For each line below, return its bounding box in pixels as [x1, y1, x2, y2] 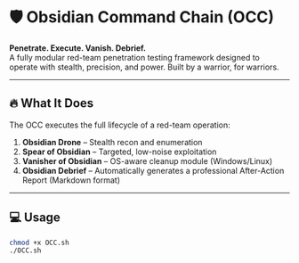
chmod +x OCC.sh [9, 238, 69, 247]
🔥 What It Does [9, 95, 94, 111]
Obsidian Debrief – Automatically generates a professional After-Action [21, 165, 285, 176]
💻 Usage [9, 210, 61, 226]
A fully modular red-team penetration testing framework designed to [9, 52, 260, 62]
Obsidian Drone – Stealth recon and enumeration [21, 136, 203, 147]
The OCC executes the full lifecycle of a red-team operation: [9, 119, 230, 130]
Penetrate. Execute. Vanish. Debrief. [9, 42, 147, 53]
